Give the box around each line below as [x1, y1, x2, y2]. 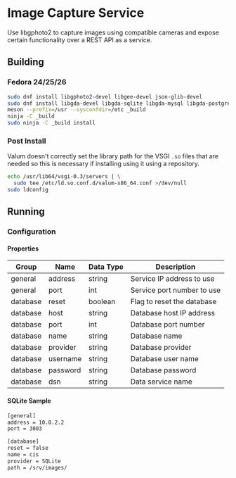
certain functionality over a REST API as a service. [7, 35, 152, 44]
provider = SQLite [7, 458, 61, 465]
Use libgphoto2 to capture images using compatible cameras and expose [7, 28, 219, 37]
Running [7, 206, 46, 218]
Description [155, 262, 196, 272]
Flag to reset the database [130, 297, 217, 307]
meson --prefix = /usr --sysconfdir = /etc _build [7, 106, 146, 113]
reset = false [7, 445, 49, 452]
